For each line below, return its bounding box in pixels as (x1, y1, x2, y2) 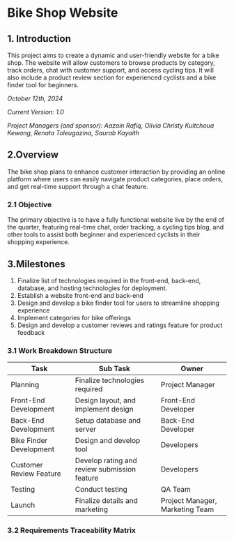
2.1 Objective (7, 200, 52, 209)
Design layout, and (75, 396, 136, 405)
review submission (75, 465, 136, 474)
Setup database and (75, 416, 141, 426)
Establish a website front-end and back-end (17, 291, 144, 299)
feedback (17, 328, 45, 336)
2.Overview (7, 149, 59, 161)
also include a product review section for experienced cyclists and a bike (7, 73, 217, 82)
